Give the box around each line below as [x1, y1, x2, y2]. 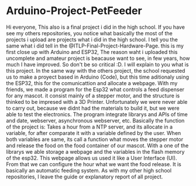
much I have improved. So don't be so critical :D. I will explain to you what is [6, 60, 189, 68]
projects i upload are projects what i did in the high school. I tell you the [6, 36, 178, 43]
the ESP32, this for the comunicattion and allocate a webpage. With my [6, 79, 178, 86]
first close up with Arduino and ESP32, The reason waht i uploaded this [6, 48, 178, 55]
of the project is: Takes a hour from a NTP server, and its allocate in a [6, 123, 173, 130]
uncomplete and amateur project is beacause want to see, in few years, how [6, 55, 190, 62]
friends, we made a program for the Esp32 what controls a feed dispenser [6, 86, 185, 93]
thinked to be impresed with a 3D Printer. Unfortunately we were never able [6, 98, 188, 105]
